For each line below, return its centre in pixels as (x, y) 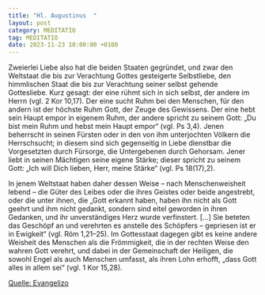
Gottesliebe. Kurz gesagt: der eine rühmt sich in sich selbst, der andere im (129, 93)
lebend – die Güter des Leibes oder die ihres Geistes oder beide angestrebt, (132, 192)
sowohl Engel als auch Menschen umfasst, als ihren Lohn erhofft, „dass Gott (132, 259)
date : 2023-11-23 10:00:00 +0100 (63, 45)
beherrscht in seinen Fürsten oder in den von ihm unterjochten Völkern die (129, 134)
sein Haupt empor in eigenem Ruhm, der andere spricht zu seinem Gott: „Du (132, 118)
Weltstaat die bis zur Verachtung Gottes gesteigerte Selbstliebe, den (120, 76)
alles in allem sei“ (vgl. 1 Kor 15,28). (65, 268)
